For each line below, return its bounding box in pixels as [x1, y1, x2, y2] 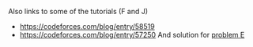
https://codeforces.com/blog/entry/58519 [19, 22, 156, 31]
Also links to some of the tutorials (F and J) [8, 7, 149, 16]
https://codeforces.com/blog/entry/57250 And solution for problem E [19, 31, 245, 39]
